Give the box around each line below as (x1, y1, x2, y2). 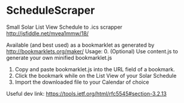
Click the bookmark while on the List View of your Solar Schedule (14, 72, 177, 79)
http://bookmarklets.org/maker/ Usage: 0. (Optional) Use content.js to (6, 47, 179, 54)
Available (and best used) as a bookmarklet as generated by (6, 41, 155, 49)
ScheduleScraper (6, 4, 95, 17)
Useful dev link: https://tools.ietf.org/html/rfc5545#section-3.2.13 (6, 90, 167, 97)
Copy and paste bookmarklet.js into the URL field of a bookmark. (14, 65, 175, 72)
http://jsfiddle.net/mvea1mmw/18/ (6, 29, 89, 37)
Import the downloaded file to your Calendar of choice (14, 78, 149, 86)
